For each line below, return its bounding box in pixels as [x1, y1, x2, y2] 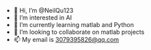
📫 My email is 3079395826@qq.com [13, 36, 120, 43]
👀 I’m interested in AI [13, 14, 72, 22]
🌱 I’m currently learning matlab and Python [13, 21, 135, 28]
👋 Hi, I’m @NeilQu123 [13, 7, 74, 14]
